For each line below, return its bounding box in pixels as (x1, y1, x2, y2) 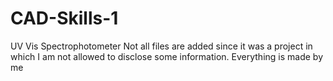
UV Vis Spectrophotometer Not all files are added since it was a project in (10, 40, 313, 52)
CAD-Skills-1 (10, 7, 119, 30)
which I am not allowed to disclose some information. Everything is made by (10, 50, 324, 62)
